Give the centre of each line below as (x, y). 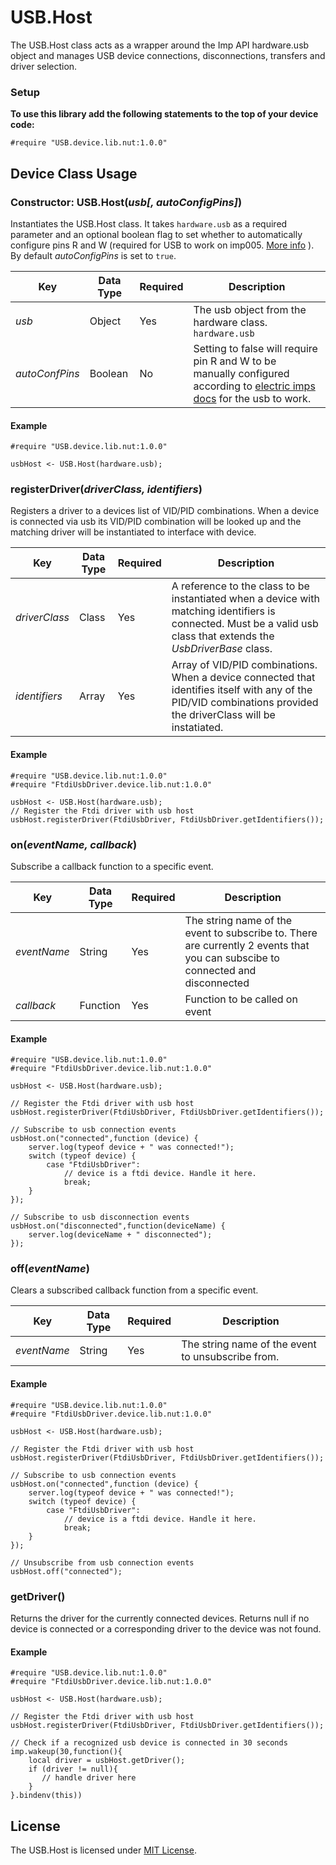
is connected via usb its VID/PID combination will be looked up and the (156, 522)
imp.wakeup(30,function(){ (66, 1752)
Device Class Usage (74, 173)
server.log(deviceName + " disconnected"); (120, 1235)
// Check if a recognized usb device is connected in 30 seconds (149, 1743)
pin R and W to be (235, 361)
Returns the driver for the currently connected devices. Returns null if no (160, 1618)
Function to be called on (241, 999)
